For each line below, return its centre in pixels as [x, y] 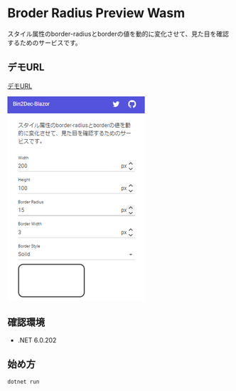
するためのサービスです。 [44, 42]
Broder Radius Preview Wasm [96, 13]
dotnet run [23, 382]
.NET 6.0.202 [37, 340]
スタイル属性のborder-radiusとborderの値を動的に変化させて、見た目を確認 [118, 34]
